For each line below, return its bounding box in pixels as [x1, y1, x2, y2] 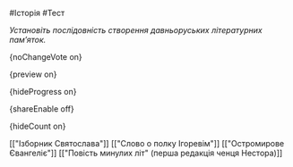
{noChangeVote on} [9, 52, 82, 62]
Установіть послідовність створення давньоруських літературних [9, 25, 263, 35]
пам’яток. [9, 35, 47, 45]
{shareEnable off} [9, 104, 74, 114]
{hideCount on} [9, 121, 66, 131]
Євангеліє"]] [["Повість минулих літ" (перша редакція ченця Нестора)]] [9, 147, 283, 158]
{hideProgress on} [9, 87, 77, 96]
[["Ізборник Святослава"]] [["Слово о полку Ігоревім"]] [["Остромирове [9, 138, 285, 148]
